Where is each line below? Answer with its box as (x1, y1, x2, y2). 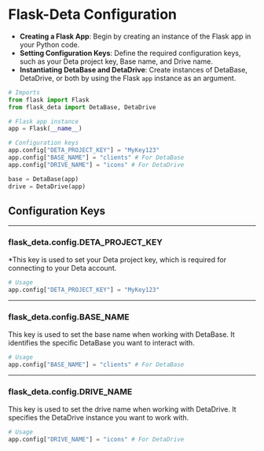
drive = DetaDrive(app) (8, 183, 86, 190)
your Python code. (19, 39, 80, 49)
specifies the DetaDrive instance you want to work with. (8, 412, 189, 422)
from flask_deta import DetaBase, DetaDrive (8, 103, 156, 111)
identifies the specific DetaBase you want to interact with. (8, 338, 195, 347)
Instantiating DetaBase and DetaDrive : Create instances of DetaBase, (19, 65, 247, 74)
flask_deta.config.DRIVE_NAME (8, 386, 133, 397)
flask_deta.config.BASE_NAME (8, 312, 130, 323)
